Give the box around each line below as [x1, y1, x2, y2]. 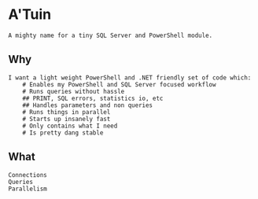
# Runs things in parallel [22, 108, 111, 116]
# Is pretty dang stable [22, 128, 104, 137]
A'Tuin [8, 6, 52, 24]
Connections [8, 171, 47, 179]
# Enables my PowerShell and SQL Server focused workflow [22, 80, 216, 88]
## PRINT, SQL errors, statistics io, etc [22, 94, 164, 102]
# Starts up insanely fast [22, 115, 111, 123]
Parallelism [8, 185, 47, 193]
